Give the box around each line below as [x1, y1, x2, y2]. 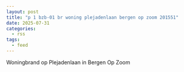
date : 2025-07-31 [6, 20, 50, 26]
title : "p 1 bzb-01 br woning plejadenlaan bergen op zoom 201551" [6, 14, 179, 20]
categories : [6, 25, 36, 32]
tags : [6, 37, 20, 43]
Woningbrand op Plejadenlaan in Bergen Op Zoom [6, 58, 130, 66]
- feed [11, 43, 28, 49]
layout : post [6, 8, 39, 15]
